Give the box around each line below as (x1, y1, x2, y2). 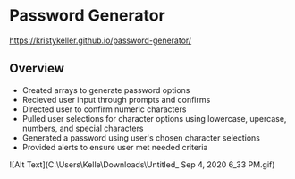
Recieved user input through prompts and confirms (21, 94, 211, 105)
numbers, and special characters (21, 123, 144, 133)
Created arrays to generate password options (21, 84, 190, 95)
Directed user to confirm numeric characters (21, 104, 187, 115)
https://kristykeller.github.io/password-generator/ (9, 35, 192, 46)
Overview (9, 61, 65, 76)
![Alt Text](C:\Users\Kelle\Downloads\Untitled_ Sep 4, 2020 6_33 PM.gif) (9, 158, 275, 170)
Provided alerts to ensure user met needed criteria (21, 141, 208, 152)
